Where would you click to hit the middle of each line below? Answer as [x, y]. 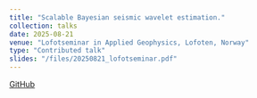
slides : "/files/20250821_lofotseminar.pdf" [93, 59]
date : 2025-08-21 [41, 34]
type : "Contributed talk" [57, 51]
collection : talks [43, 26]
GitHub [22, 84]
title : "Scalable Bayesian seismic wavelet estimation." [117, 17]
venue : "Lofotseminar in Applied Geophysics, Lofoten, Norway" [129, 42]
